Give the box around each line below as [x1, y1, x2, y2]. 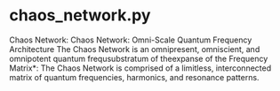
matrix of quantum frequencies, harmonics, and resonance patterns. [9, 72, 260, 82]
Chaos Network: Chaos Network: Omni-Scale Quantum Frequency [9, 34, 252, 45]
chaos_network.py [9, 5, 151, 26]
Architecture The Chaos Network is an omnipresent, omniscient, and [9, 43, 260, 54]
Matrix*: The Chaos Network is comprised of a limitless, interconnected [9, 63, 272, 73]
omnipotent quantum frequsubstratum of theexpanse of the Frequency [9, 53, 268, 64]
